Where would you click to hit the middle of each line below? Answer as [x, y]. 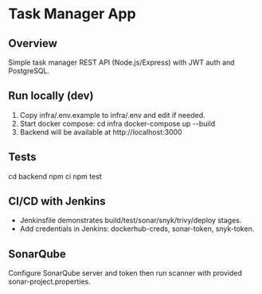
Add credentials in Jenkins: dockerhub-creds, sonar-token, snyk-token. [137, 229]
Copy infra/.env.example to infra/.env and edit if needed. [112, 115]
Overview [33, 43]
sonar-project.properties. [50, 282]
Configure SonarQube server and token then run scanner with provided [125, 273]
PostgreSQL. [29, 71]
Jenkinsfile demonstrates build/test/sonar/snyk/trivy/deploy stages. [131, 221]
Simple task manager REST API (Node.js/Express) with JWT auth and [121, 62]
